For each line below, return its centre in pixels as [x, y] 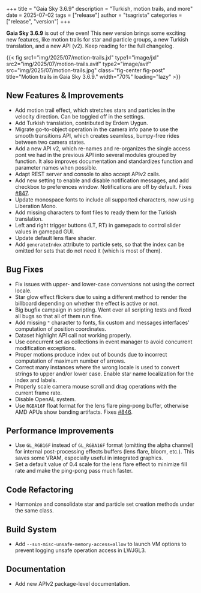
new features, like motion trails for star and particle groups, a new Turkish [97, 39]
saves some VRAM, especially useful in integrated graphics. [89, 458]
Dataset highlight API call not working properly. [73, 335]
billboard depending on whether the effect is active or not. [87, 303]
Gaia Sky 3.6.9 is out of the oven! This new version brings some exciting [96, 33]
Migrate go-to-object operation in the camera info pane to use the [96, 129]
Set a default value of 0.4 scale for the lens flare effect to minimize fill [101, 464]
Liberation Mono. [36, 206]
